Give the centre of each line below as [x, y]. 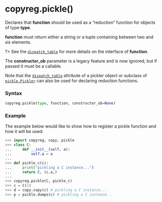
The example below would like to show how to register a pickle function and [81, 126]
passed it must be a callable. [33, 66]
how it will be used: [24, 132]
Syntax [14, 93]
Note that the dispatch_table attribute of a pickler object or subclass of [76, 75]
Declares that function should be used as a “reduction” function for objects [80, 22]
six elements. [18, 42]
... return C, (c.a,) [31, 172]
